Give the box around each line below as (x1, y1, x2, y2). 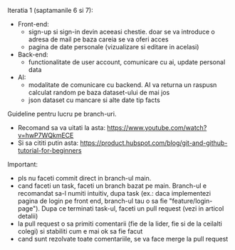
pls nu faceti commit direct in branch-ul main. (17, 174, 152, 182)
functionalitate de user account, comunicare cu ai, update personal (28, 58, 226, 66)
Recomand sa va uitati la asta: (17, 124, 105, 131)
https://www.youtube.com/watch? (106, 124, 207, 131)
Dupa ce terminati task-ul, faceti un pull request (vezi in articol (41, 204, 224, 213)
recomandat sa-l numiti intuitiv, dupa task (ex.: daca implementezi (17, 189, 211, 197)
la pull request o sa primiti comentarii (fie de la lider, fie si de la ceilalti (17, 219, 222, 228)
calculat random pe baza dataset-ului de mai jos (28, 89, 170, 96)
